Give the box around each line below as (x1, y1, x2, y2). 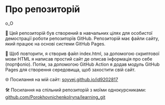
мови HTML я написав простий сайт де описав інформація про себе (5, 56, 152, 62)
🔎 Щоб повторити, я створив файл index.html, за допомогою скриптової (5, 50, 160, 57)
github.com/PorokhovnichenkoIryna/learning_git (5, 94, 105, 100)
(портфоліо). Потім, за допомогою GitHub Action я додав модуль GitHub (5, 61, 160, 67)
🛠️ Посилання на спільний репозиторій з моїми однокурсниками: (5, 87, 146, 93)
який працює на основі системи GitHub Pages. (5, 40, 106, 46)
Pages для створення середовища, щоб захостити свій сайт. (5, 67, 136, 73)
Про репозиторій (5, 4, 80, 15)
